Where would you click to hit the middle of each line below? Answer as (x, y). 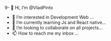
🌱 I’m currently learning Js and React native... (59, 22)
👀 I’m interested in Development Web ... (53, 17)
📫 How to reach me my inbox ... (45, 33)
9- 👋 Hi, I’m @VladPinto (29, 8)
